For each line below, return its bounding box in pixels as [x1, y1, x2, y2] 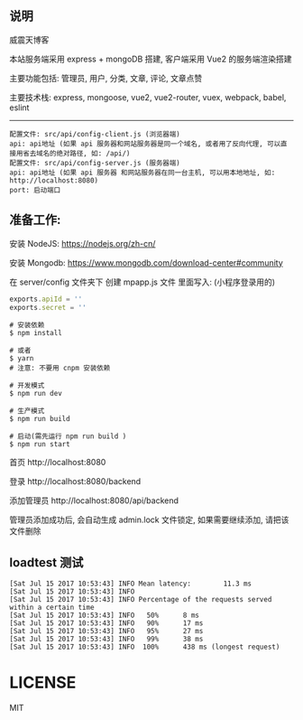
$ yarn [9, 354, 34, 363]
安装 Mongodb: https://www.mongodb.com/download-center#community [9, 257, 284, 268]
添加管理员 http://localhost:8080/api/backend [9, 495, 179, 506]
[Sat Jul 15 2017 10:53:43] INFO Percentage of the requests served [9, 595, 272, 604]
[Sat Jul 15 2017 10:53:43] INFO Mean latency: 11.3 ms [9, 579, 252, 589]
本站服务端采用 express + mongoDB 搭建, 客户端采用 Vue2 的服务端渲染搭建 [9, 53, 292, 64]
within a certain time [9, 603, 95, 612]
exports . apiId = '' [9, 295, 83, 304]
